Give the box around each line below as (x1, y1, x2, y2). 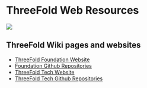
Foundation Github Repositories (14, 62, 92, 69)
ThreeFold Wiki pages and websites (6, 40, 141, 51)
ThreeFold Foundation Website (14, 56, 90, 63)
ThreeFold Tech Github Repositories (14, 75, 103, 82)
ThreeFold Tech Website (14, 68, 75, 76)
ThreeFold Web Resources (6, 4, 139, 17)
